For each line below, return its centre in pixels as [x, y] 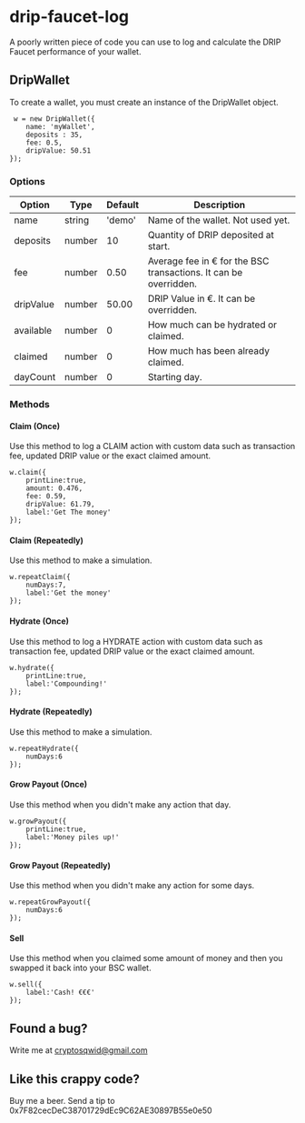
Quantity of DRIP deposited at [211, 236]
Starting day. [175, 377]
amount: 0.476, [54, 488]
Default [123, 205]
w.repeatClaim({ [40, 577]
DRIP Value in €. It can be [202, 299]
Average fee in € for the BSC [208, 261]
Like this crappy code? [75, 1079]
